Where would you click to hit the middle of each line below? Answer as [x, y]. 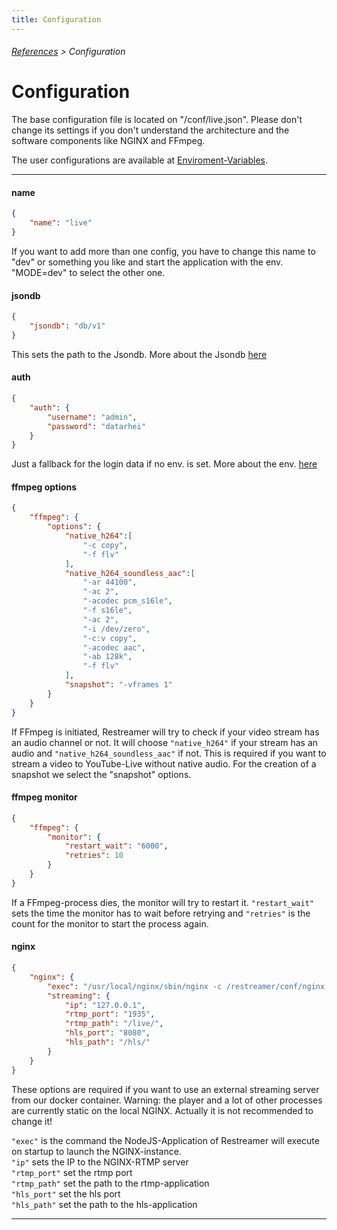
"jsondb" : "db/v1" [67, 326]
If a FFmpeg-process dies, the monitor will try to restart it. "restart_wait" [163, 902]
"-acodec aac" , [114, 647]
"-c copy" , [105, 545]
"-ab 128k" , [107, 657]
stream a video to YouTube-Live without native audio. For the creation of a [164, 763]
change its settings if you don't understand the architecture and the [150, 130]
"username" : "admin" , [92, 417]
